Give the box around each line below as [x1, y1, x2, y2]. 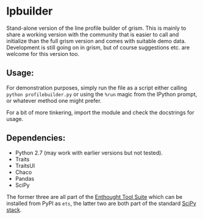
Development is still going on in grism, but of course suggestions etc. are [6, 44, 190, 51]
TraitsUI [15, 162, 35, 169]
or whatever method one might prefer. [6, 97, 102, 104]
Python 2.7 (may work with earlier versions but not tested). [15, 149, 163, 156]
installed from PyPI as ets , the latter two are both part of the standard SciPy [6, 200, 197, 207]
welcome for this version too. [6, 50, 80, 57]
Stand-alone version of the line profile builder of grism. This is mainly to [6, 24, 187, 32]
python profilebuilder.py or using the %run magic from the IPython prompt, [6, 90, 198, 98]
